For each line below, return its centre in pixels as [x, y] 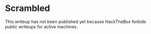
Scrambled [28, 8]
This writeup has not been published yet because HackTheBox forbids [75, 22]
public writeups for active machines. [41, 26]
